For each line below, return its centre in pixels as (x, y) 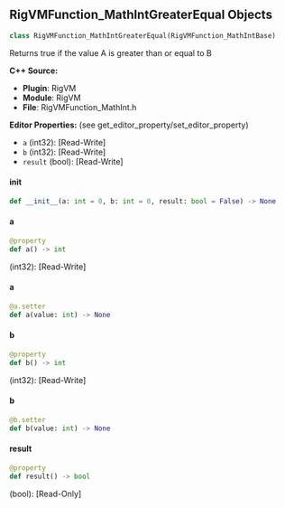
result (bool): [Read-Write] (73, 161)
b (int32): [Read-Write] (64, 152)
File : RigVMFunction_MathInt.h (79, 107)
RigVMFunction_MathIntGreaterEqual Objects (141, 15)
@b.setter (28, 419)
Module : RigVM (51, 98)
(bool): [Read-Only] (46, 494)
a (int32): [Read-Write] (64, 142)
